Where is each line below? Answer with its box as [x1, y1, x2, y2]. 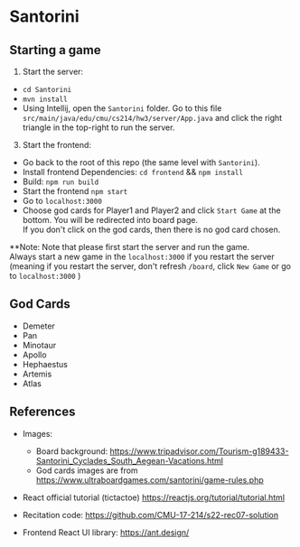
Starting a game [9, 42, 101, 58]
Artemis [22, 368, 52, 379]
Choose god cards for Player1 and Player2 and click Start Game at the [22, 205, 282, 216]
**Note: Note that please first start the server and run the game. [9, 242, 250, 252]
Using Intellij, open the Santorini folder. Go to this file [22, 103, 222, 114]
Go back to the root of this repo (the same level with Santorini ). [22, 157, 260, 168]
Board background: [35, 445, 108, 457]
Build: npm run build [22, 176, 99, 187]
